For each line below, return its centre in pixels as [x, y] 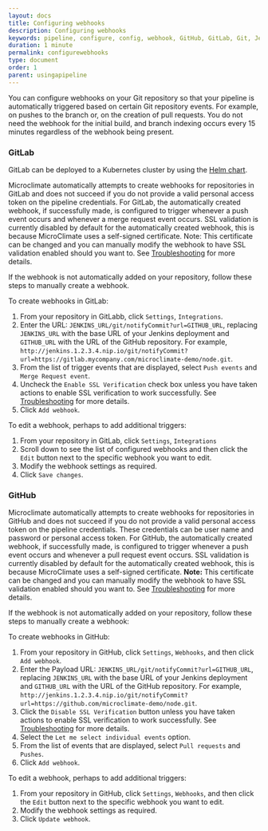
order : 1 [23, 68]
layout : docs [30, 16]
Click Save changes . [51, 474]
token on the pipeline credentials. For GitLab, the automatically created [124, 202]
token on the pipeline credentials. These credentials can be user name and [131, 530]
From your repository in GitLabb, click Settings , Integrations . [121, 316]
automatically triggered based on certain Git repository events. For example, [134, 106]
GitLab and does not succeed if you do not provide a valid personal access [131, 193]
